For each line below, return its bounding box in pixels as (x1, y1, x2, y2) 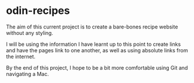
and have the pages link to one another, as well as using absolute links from (6, 46, 188, 53)
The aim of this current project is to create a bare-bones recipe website (6, 23, 178, 30)
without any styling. (6, 29, 54, 36)
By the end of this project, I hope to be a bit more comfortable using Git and (6, 64, 188, 71)
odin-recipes (6, 4, 70, 17)
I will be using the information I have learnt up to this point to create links (6, 41, 181, 48)
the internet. (6, 53, 36, 60)
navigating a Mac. (6, 70, 49, 77)
